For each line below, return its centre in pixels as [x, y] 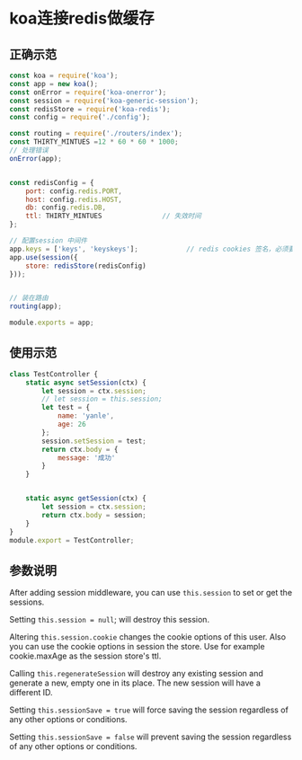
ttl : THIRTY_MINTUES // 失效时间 [114, 217]
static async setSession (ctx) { [86, 383]
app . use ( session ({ [44, 257]
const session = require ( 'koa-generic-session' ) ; [104, 101]
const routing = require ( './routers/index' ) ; [96, 134]
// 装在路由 [29, 298]
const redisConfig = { [52, 182]
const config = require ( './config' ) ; [80, 118]
